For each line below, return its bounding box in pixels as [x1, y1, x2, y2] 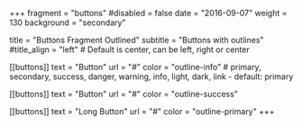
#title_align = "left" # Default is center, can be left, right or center [9, 44, 250, 55]
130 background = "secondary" [9, 17, 126, 28]
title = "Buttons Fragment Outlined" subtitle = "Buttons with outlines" [9, 35, 264, 45]
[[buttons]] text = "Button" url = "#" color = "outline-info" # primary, [9, 62, 261, 72]
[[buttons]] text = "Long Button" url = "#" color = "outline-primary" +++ [9, 106, 275, 116]
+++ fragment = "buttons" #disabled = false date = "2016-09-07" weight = [9, 8, 288, 18]
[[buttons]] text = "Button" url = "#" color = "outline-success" [9, 89, 239, 99]
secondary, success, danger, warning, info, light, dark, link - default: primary [9, 71, 294, 82]
